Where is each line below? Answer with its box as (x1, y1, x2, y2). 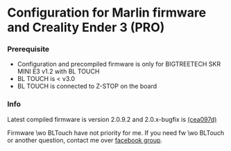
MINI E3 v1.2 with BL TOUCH (17, 67, 100, 75)
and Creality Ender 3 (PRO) (7, 19, 165, 35)
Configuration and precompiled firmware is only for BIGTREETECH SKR (17, 60, 221, 69)
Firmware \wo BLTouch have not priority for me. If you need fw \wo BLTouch (7, 128, 225, 136)
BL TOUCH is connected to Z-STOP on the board (17, 82, 157, 91)
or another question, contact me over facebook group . (7, 136, 163, 144)
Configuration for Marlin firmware (7, 5, 207, 21)
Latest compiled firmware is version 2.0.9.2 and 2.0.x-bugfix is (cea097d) (7, 115, 217, 123)
